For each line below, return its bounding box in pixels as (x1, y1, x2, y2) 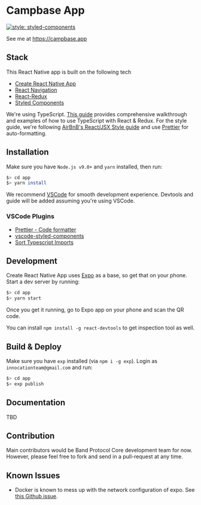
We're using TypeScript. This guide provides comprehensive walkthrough (6, 110, 187, 117)
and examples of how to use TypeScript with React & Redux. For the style (6, 117, 187, 124)
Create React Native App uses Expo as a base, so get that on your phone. (6, 272, 187, 279)
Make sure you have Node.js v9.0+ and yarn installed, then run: (6, 163, 163, 170)
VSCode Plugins (6, 212, 55, 220)
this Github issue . (14, 492, 58, 500)
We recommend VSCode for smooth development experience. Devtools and (6, 191, 193, 198)
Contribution (6, 431, 55, 441)
